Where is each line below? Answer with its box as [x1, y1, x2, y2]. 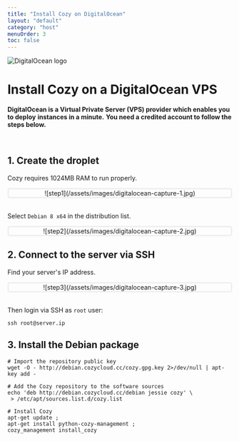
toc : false [7, 37, 40, 44]
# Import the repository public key [7, 358, 116, 365]
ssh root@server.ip [7, 319, 66, 327]
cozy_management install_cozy [7, 426, 98, 434]
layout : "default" [7, 17, 62, 24]
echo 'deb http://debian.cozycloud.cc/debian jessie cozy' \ [7, 389, 193, 396]
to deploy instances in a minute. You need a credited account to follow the [7, 113, 232, 121]
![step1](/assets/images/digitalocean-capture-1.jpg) [44, 188, 196, 197]
